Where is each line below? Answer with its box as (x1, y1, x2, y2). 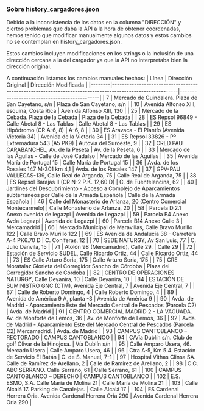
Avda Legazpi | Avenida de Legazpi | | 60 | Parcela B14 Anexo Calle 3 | (6, 217, 183, 224)
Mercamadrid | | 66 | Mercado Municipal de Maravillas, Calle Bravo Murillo (6, 224, 193, 231)
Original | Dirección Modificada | (6, 81, 88, 88)
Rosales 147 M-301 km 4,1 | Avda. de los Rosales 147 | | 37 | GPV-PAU (6, 165, 181, 173)
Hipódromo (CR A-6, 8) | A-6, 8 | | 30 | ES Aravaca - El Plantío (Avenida (6, 127, 185, 134)
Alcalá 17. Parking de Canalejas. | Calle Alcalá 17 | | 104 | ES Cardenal (6, 386, 179, 393)
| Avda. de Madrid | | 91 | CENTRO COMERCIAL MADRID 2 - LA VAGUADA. (6, 308, 192, 315)
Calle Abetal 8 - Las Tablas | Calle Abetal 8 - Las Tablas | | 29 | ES (6, 120, 172, 127)
